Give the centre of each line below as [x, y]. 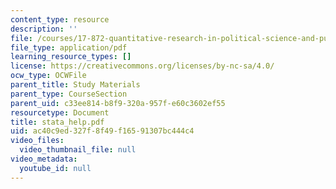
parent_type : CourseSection [69, 94]
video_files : [37, 141]
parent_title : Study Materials [75, 85]
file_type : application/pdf [69, 47]
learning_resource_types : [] [71, 57]
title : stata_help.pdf [57, 122]
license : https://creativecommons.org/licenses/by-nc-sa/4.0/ [142, 66]
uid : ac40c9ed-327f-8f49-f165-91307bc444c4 [102, 131]
